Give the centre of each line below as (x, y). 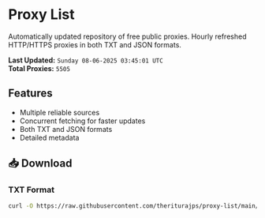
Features (30, 94)
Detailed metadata (49, 137)
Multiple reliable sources (60, 112)
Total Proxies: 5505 (39, 68)
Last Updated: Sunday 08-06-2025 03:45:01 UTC (86, 60)
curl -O (21, 206)
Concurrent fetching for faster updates (82, 121)
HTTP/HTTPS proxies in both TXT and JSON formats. (95, 44)
